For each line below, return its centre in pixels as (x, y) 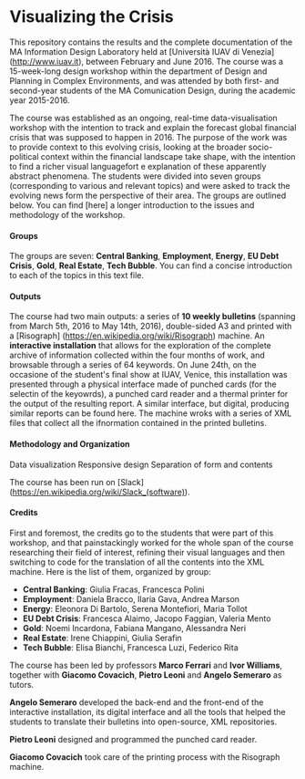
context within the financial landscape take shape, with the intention (168, 156)
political (24, 156)
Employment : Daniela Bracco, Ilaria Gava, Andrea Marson (131, 598)
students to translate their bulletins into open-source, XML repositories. (143, 722)
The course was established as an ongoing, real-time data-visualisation (143, 118)
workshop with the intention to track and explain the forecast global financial (153, 127)
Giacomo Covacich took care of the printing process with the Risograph (145, 757)
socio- (260, 147)
